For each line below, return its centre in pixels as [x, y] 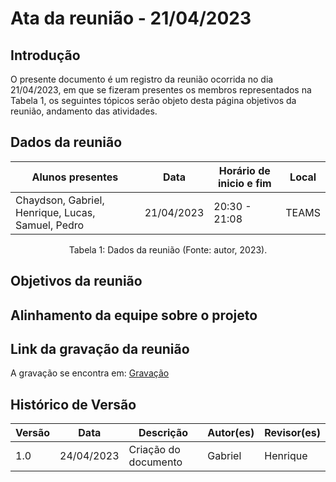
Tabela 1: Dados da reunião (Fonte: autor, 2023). [168, 249]
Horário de [244, 170]
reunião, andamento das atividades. [84, 111]
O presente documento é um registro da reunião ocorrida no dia [142, 79]
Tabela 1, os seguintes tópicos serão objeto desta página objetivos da [153, 100]
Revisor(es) [292, 433]
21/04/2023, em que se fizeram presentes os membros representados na [161, 90]
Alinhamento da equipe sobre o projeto [134, 315]
